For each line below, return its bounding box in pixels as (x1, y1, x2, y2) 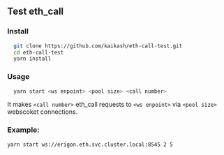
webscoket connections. (7, 108, 78, 116)
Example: (7, 125, 40, 135)
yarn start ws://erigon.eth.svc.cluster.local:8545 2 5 (7, 141, 173, 148)
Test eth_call (7, 6, 64, 17)
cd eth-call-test (13, 49, 64, 56)
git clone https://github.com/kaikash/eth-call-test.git (13, 42, 183, 50)
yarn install (13, 55, 52, 62)
